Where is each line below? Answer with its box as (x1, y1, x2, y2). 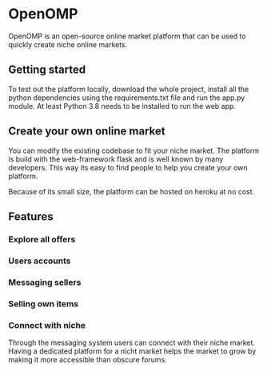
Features (8, 210, 54, 223)
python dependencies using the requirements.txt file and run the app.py (8, 93, 245, 102)
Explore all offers (8, 234, 76, 245)
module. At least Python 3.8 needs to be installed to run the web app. (8, 101, 236, 110)
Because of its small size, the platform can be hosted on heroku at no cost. (8, 186, 255, 196)
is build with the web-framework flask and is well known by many (8, 154, 224, 164)
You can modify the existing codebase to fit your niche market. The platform (8, 146, 260, 155)
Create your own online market (8, 125, 165, 138)
